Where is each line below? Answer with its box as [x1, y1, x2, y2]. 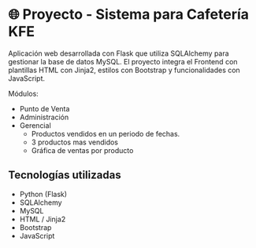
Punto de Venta [19, 104, 70, 113]
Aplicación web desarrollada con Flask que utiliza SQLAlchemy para [8, 49, 230, 58]
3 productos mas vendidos [31, 137, 118, 147]
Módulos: [8, 89, 39, 98]
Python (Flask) [19, 189, 68, 199]
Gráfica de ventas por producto [31, 145, 134, 155]
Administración [19, 112, 69, 122]
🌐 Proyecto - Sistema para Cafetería [8, 5, 250, 24]
